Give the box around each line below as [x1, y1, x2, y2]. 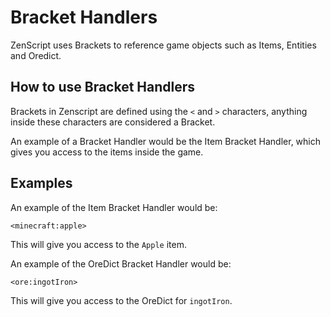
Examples [10, 175, 73, 192]
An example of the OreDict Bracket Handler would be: [10, 257, 232, 270]
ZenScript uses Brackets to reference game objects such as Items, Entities [10, 39, 317, 51]
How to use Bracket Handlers [10, 79, 196, 96]
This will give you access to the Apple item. [10, 238, 187, 250]
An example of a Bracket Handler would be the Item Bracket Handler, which [10, 135, 322, 147]
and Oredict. [10, 49, 62, 61]
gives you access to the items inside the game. [10, 146, 204, 158]
